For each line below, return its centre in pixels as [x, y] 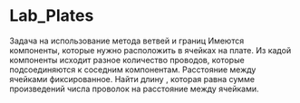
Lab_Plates [52, 16]
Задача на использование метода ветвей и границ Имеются [127, 41]
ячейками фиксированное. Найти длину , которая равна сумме [132, 79]
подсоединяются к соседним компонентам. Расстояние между [133, 70]
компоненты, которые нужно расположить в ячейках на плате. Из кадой [150, 50]
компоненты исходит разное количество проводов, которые [127, 60]
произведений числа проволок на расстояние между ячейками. [135, 89]
